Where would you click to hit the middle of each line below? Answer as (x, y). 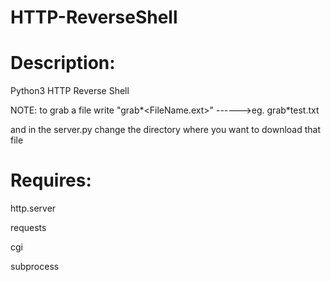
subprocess (35, 267)
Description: (63, 63)
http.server (33, 208)
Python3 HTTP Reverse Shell (70, 91)
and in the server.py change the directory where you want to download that (166, 130)
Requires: (51, 180)
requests (28, 228)
